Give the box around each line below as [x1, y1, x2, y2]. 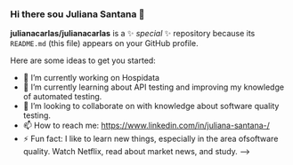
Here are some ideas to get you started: [10, 55, 157, 66]
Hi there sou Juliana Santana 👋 [10, 8, 145, 20]
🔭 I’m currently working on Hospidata [22, 73, 159, 83]
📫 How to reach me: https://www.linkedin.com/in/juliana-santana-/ [22, 120, 271, 131]
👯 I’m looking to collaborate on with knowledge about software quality [22, 101, 280, 112]
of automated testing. [22, 91, 102, 102]
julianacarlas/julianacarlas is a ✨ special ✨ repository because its [10, 28, 256, 39]
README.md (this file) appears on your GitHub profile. [10, 38, 199, 49]
